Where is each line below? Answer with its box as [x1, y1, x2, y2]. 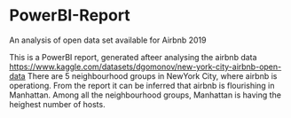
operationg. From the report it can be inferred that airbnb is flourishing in [9, 80, 275, 90]
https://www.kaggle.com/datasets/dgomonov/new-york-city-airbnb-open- [9, 61, 282, 72]
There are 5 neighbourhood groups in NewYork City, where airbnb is [27, 70, 278, 81]
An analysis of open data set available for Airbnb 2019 [9, 35, 207, 45]
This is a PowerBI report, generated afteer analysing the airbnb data [9, 51, 257, 62]
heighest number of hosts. [9, 98, 106, 109]
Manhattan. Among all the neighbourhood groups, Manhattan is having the [9, 90, 282, 100]
